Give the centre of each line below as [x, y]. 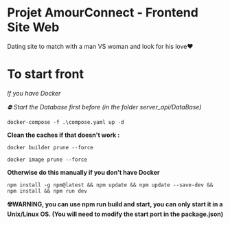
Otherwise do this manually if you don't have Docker [83, 172]
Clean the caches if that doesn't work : [64, 135]
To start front [46, 74]
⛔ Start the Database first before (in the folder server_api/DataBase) [104, 107]
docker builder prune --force [50, 147]
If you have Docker [34, 93]
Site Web [33, 27]
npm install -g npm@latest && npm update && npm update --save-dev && [110, 185]
